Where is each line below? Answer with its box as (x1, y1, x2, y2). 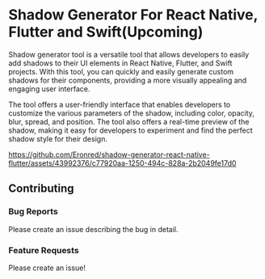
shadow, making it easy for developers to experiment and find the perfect (8, 125, 253, 135)
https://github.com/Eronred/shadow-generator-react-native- (8, 150, 210, 159)
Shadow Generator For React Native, (8, 6, 259, 24)
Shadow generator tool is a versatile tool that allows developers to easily (8, 49, 250, 59)
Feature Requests (8, 244, 79, 256)
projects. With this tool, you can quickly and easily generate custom (8, 66, 234, 76)
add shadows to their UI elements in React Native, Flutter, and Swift (8, 58, 233, 68)
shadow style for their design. (8, 133, 107, 143)
